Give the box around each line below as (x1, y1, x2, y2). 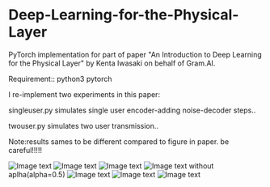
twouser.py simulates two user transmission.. (8, 121, 159, 130)
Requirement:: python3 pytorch (8, 74, 112, 83)
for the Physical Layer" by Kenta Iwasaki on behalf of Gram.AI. (8, 58, 216, 68)
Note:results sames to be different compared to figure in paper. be (8, 136, 230, 147)
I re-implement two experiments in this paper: (8, 89, 160, 99)
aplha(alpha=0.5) (8, 169, 66, 179)
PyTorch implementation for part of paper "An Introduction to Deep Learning (8, 49, 263, 59)
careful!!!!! (8, 145, 43, 155)
